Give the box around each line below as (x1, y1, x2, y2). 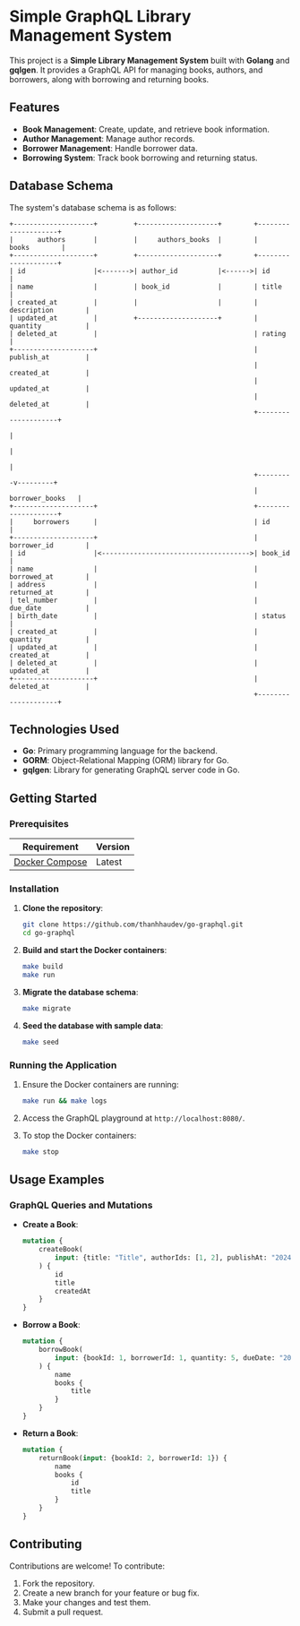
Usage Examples (9, 1172, 105, 1188)
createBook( (39, 1245, 83, 1254)
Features (9, 100, 60, 116)
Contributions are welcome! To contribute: (9, 1561, 166, 1571)
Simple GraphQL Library (9, 6, 192, 27)
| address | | (9, 580, 258, 589)
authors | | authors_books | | (37, 235, 258, 244)
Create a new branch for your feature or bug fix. (21, 1587, 200, 1598)
